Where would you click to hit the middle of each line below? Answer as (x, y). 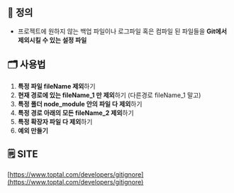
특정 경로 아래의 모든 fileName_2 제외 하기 (76, 113)
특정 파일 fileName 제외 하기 (56, 86)
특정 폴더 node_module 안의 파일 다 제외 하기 (80, 104)
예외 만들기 (33, 131)
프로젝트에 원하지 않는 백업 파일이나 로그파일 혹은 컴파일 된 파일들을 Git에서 (122, 31)
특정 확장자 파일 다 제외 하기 (55, 121)
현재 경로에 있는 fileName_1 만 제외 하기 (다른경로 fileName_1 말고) (109, 95)
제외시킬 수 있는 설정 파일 (52, 40)
